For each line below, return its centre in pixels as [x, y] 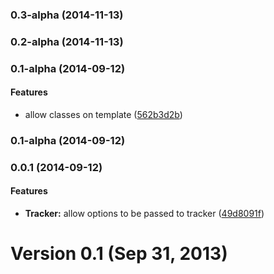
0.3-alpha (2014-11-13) [67, 15]
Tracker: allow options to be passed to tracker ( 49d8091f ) [144, 214]
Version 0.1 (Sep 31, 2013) [119, 254]
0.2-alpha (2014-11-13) [67, 41]
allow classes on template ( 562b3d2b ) [103, 114]
